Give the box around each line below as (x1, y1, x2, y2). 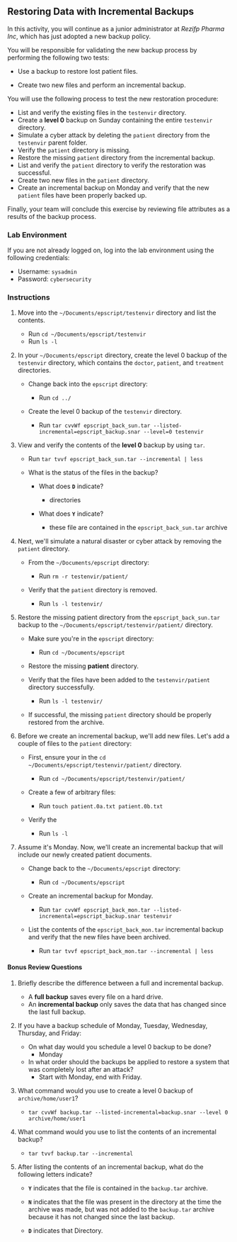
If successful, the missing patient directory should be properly (28, 711, 212, 719)
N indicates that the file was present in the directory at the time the (28, 1197, 221, 1206)
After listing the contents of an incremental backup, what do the (17, 1162, 204, 1171)
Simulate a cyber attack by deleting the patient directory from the (17, 130, 210, 139)
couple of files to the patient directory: (17, 740, 132, 748)
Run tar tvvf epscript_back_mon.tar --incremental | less (38, 947, 214, 955)
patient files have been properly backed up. (17, 191, 147, 199)
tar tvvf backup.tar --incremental (28, 1150, 133, 1157)
